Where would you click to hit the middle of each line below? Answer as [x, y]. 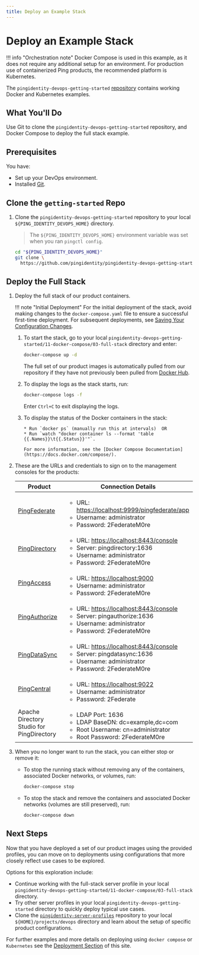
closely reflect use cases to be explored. [56, 861]
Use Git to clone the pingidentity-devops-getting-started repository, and [97, 127]
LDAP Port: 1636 [100, 715]
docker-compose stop [49, 787]
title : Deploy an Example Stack [46, 12]
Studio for [31, 726]
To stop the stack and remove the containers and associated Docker [107, 798]
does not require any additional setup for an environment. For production [95, 64]
